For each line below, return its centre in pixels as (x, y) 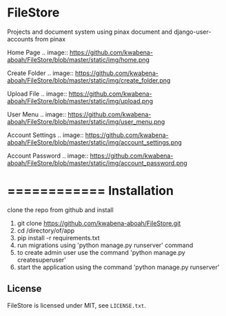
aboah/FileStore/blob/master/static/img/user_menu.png (86, 121)
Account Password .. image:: (48, 156)
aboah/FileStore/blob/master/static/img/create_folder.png (89, 80)
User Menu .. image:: (37, 114)
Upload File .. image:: (37, 94)
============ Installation (91, 191)
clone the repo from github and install (60, 210)
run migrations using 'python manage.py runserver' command (105, 245)
